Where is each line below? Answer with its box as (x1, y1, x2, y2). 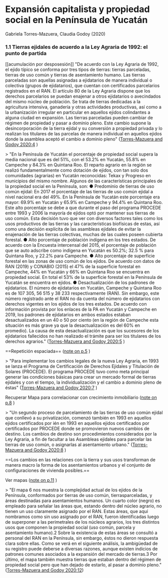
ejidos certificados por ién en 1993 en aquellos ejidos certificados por (5, 420, 149, 426)
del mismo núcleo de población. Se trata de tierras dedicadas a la (5, 99, 141, 105)
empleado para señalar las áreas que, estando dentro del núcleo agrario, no (5, 503, 162, 509)
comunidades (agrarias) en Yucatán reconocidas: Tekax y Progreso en (5, 173, 151, 179)
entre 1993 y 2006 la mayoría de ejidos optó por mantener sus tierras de (5, 210, 155, 216)
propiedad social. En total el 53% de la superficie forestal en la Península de (5, 274, 162, 280)
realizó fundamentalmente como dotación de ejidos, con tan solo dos (5, 167, 148, 173)
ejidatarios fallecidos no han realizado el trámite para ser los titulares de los (5, 333, 161, 339)
